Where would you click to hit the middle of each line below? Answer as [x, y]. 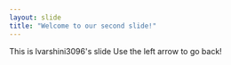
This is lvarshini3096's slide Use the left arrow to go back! [115, 51]
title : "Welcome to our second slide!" [83, 26]
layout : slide [36, 17]
